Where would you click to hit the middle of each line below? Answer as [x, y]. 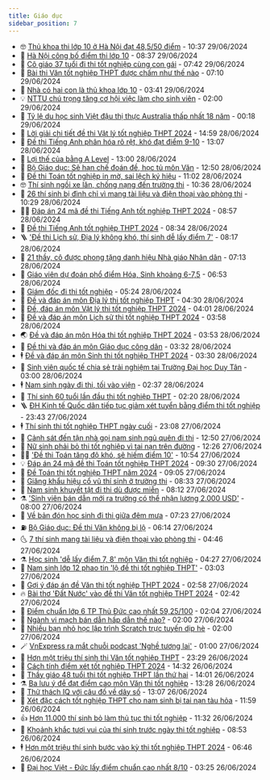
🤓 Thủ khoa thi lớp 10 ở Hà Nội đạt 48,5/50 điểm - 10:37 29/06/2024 [134, 46]
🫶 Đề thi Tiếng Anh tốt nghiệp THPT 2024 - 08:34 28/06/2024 [124, 227]
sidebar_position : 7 [43, 23]
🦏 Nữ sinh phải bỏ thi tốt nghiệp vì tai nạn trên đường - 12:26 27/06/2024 [141, 446]
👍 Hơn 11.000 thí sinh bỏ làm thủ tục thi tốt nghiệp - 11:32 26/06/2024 [137, 718]
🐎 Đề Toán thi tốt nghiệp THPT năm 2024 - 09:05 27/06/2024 [123, 472]
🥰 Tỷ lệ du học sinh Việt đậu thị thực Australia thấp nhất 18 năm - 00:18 [137, 116]
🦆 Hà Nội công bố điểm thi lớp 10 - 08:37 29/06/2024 [109, 55]
